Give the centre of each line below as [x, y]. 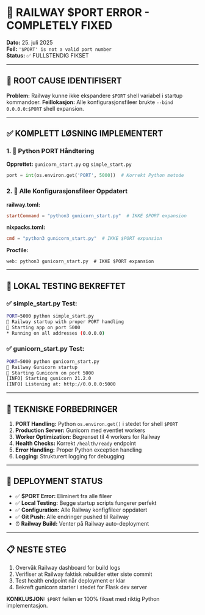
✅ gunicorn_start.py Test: [45, 349]
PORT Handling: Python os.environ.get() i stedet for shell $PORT [96, 424]
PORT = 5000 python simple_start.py [50, 316]
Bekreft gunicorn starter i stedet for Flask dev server [81, 587]
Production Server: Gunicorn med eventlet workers [80, 430]
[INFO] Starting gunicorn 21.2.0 [49, 379]
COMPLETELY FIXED [59, 25]
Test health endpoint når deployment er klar [70, 580]
